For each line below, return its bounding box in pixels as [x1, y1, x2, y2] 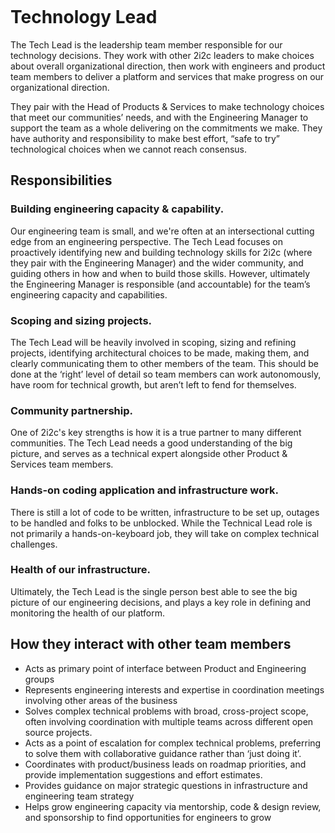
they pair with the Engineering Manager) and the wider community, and [10, 257, 304, 269]
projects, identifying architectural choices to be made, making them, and [10, 347, 310, 359]
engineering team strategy [24, 790, 135, 802]
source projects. [24, 726, 93, 738]
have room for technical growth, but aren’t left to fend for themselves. [10, 378, 297, 391]
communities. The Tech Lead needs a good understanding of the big [10, 437, 293, 449]
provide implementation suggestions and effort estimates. [24, 768, 263, 781]
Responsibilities [10, 172, 113, 189]
